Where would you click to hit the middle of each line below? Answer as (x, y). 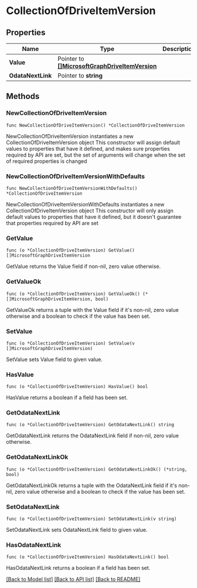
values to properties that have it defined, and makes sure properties (88, 148)
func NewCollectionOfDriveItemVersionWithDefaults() (72, 188)
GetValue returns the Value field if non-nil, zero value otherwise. (84, 266)
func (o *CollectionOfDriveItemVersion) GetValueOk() (73, 294)
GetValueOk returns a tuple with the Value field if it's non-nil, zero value (92, 310)
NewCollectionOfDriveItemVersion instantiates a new (70, 136)
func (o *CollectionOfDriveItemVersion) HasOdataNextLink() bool (87, 557)
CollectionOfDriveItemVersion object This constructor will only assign (90, 210)
